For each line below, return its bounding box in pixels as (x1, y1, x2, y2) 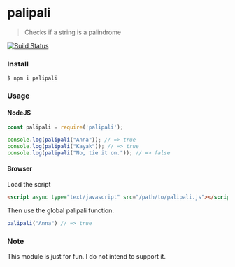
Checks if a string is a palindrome (24, 28, 121, 36)
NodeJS (7, 108, 31, 117)
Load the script (7, 180, 51, 189)
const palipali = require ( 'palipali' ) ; (7, 124, 124, 131)
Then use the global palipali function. (7, 206, 114, 215)
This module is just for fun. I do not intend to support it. (7, 252, 166, 261)
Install (7, 59, 29, 68)
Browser (7, 164, 33, 173)
